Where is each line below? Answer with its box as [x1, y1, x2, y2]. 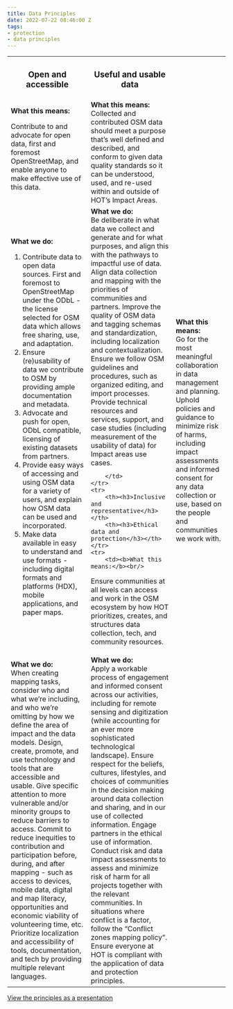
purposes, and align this [90, 241, 169, 251]
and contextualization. [90, 345, 163, 355]
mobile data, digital [10, 885, 73, 895]
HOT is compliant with [90, 950, 163, 960]
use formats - [22, 555, 68, 565]
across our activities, [90, 690, 158, 700]
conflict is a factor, [90, 915, 151, 925]
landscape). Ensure [90, 750, 154, 760]
